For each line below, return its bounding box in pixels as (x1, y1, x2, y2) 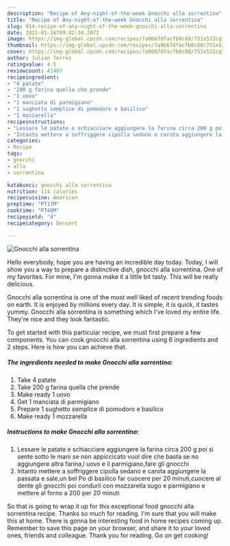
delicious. (7, 280, 34, 288)
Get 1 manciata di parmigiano (16, 397, 99, 406)
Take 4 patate (16, 375, 56, 384)
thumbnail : (7, 42, 38, 49)
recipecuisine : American (7, 195, 78, 201)
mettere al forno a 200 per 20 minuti (16, 488, 120, 497)
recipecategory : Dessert (7, 220, 78, 227)
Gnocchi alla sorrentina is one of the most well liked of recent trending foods (7, 293, 223, 301)
